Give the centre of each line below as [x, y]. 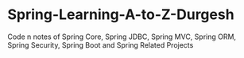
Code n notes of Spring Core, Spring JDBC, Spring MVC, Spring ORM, [122, 37]
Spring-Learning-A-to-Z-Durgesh [121, 15]
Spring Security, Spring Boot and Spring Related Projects [101, 44]
